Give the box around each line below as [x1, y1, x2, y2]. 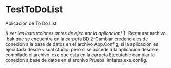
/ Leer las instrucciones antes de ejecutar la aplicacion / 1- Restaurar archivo [5, 30, 166, 36]
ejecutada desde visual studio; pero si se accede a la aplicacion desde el [5, 46, 160, 52]
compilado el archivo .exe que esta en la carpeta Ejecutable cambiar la [5, 52, 155, 58]
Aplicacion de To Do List [5, 20, 57, 26]
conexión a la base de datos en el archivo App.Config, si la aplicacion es [5, 41, 158, 47]
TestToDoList [5, 4, 63, 15]
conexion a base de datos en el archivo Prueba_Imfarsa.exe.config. [5, 57, 148, 63]
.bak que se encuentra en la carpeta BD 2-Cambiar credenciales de [5, 36, 148, 42]
